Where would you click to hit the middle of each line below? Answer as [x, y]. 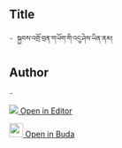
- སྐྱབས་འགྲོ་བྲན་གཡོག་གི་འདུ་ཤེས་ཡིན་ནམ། [61, 38]
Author [29, 73]
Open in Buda [50, 134]
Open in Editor [46, 111]
